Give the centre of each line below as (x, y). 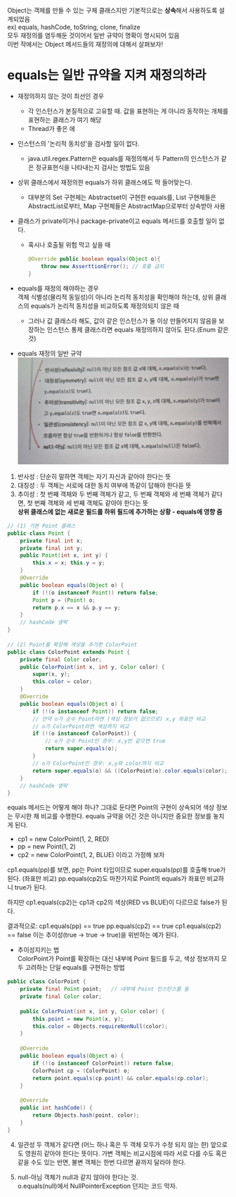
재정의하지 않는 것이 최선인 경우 (60, 96)
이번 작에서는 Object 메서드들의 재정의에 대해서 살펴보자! (85, 44)
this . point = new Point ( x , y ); (78, 1019)
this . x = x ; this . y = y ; (69, 563)
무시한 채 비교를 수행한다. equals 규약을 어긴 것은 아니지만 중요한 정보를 (113, 816)
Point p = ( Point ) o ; (64, 600)
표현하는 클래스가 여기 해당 (65, 120)
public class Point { (39, 533)
